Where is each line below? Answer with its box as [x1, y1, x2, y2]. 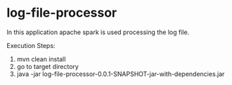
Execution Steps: [6, 41, 56, 49]
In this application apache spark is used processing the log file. [6, 28, 190, 36]
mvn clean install [16, 54, 66, 63]
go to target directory [16, 62, 79, 70]
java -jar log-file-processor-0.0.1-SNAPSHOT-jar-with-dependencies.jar [16, 70, 225, 78]
